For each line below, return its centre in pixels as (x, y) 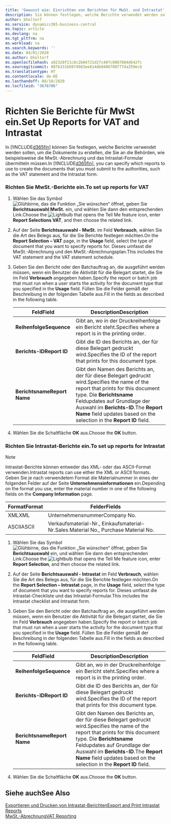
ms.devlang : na (21, 34)
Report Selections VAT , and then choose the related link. (73, 220)
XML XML (19, 515)
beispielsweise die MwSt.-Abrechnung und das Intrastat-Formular (74, 158)
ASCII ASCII (21, 527)
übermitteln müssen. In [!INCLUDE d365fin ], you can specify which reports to (85, 163)
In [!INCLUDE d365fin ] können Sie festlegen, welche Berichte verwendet (81, 147)
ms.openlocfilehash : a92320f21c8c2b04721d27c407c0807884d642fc (74, 62)
